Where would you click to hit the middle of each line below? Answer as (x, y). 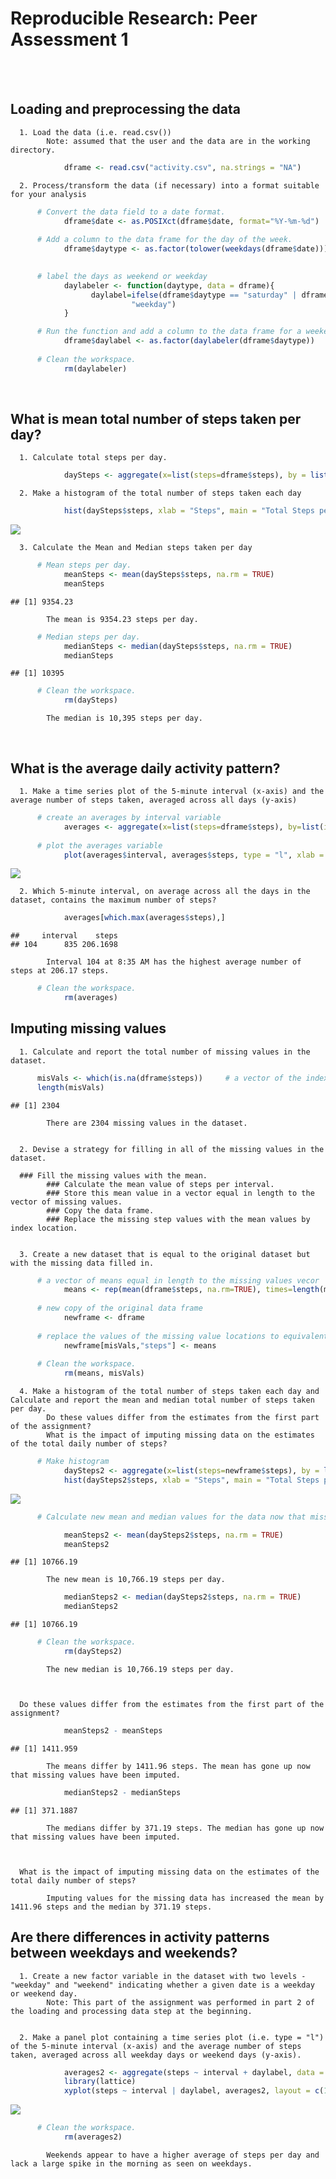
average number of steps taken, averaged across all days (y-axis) (154, 800)
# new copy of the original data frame (119, 1308)
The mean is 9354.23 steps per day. (122, 619)
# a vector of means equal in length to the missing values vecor (178, 1280)
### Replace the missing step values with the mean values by (178, 1219)
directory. (33, 150)
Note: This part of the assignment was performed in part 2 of (180, 2002)
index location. (44, 1228)
